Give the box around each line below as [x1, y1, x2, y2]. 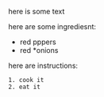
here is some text [8, 7, 65, 16]
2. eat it [8, 83, 41, 91]
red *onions [19, 46, 59, 54]
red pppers [19, 37, 57, 47]
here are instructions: [8, 61, 78, 70]
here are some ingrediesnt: [8, 22, 97, 31]
